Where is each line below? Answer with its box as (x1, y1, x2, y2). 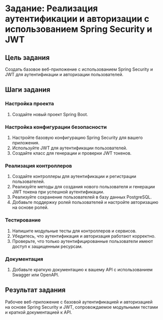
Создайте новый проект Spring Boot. (12, 111, 89, 117)
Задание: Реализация (5, 3, 98, 14)
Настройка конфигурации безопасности (5, 123, 107, 130)
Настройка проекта (5, 100, 54, 107)
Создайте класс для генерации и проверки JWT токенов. (12, 150, 132, 156)
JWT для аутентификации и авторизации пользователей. (5, 72, 124, 77)
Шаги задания (5, 86, 51, 94)
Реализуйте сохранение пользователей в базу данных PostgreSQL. (12, 194, 152, 200)
